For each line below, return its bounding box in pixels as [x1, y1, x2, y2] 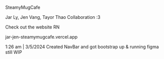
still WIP [5, 49, 22, 55]
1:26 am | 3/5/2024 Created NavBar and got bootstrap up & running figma [5, 44, 159, 50]
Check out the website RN [5, 24, 60, 30]
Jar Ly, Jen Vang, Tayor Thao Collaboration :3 [5, 14, 101, 20]
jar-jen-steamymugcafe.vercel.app [5, 34, 78, 40]
